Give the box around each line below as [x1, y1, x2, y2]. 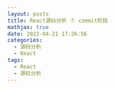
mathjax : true [7, 23, 50, 31]
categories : [7, 37, 43, 44]
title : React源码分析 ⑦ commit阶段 [7, 17, 109, 24]
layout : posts [7, 10, 50, 18]
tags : [7, 57, 23, 64]
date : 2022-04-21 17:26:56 [7, 30, 87, 38]
